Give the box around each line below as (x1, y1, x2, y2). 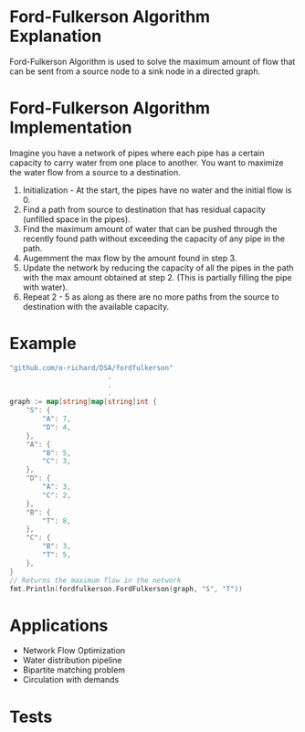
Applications (9, 615, 109, 636)
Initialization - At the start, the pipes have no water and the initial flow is (22, 185, 292, 196)
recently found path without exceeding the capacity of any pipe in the (22, 233, 286, 244)
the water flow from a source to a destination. (9, 166, 181, 177)
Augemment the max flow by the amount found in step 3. (22, 252, 237, 263)
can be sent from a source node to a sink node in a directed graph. (9, 66, 261, 77)
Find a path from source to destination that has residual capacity (22, 204, 267, 215)
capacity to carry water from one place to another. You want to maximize (9, 157, 284, 168)
